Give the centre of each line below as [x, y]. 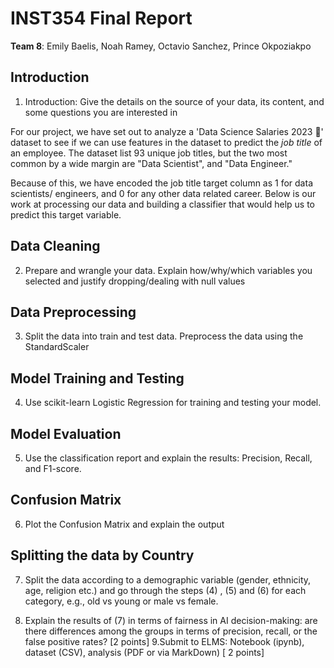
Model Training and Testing [97, 378]
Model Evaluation [66, 433]
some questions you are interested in [101, 112]
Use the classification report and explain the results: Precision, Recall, [168, 458]
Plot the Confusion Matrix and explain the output [124, 524]
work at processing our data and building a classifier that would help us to [162, 204]
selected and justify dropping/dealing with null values [135, 281]
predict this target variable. [66, 214]
